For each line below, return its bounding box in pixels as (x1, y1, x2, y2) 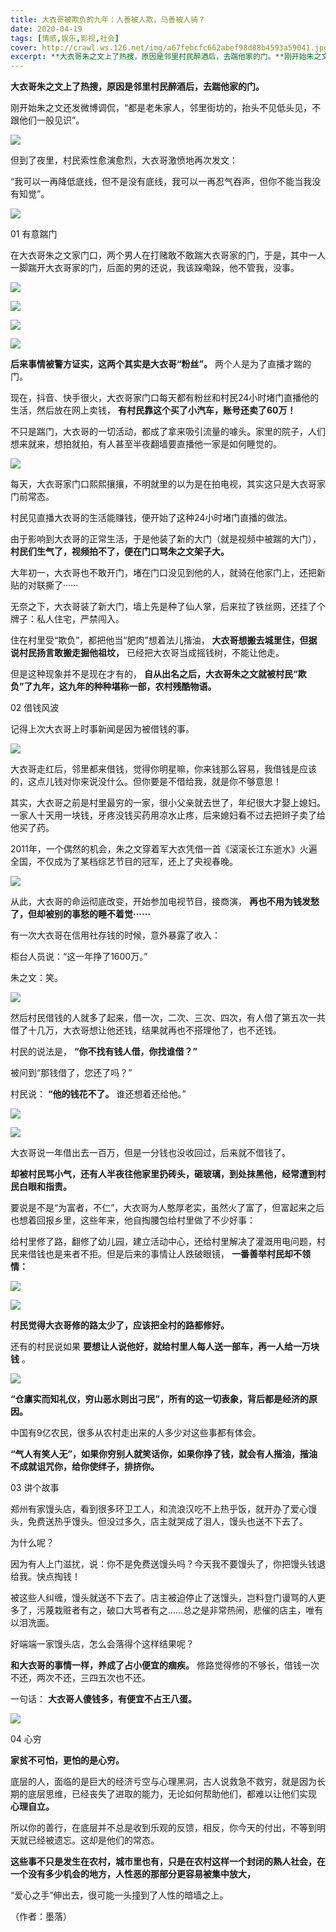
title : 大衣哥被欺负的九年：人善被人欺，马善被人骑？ (10, 14, 206, 25)
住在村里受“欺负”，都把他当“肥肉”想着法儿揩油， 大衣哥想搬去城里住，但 (10, 634, 309, 646)
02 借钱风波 (10, 702, 60, 714)
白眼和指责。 (18, 1181, 72, 1193)
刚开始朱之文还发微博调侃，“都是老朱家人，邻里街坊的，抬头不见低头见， (10, 102, 313, 114)
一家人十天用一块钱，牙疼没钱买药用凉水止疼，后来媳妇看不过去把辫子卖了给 (10, 809, 326, 821)
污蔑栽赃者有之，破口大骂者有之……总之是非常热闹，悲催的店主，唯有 (36, 1604, 324, 1616)
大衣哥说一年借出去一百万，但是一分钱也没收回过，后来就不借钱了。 (10, 1147, 291, 1159)
